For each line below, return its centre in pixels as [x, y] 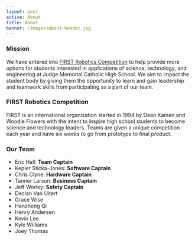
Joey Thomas [31, 231]
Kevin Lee [27, 219]
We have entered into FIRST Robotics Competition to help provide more [93, 61]
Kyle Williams [31, 225]
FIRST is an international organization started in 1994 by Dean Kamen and [96, 115]
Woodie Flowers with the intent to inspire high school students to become [95, 121]
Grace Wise [29, 200]
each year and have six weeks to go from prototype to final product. [89, 134]
